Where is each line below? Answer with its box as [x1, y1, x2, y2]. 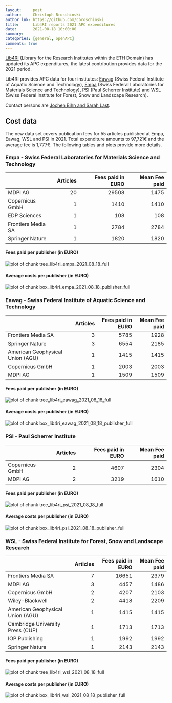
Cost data [5, 117, 37, 126]
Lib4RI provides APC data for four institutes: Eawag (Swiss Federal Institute [5, 75, 164, 82]
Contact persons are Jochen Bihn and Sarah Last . [5, 102, 111, 108]
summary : [5, 31, 24, 36]
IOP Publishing [8, 635, 44, 642]
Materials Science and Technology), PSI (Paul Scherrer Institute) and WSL [5, 87, 161, 93]
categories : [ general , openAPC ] [5, 36, 74, 42]
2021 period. [5, 66, 32, 72]
